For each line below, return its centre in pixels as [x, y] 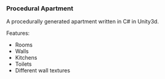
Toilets [23, 64]
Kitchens [26, 58]
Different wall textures [43, 71]
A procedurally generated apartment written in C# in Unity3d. [82, 22]
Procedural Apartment [40, 8]
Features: [18, 33]
